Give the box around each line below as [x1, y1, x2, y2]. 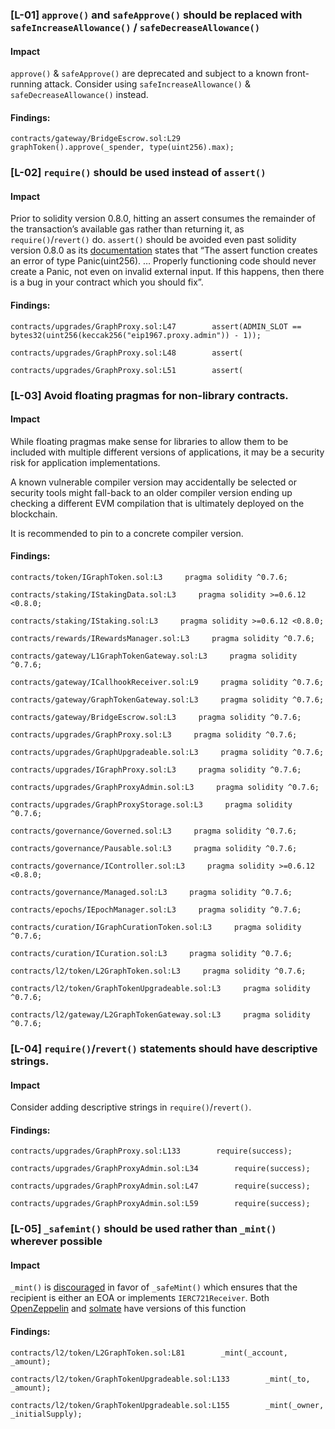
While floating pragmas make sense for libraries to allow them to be [10, 435, 289, 447]
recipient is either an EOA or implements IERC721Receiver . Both [10, 1292, 270, 1304]
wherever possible [10, 1234, 103, 1248]
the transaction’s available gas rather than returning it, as [10, 223, 245, 235]
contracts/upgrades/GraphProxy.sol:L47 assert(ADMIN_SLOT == [10, 321, 302, 332]
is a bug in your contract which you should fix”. [10, 276, 204, 288]
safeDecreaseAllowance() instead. [10, 89, 149, 101]
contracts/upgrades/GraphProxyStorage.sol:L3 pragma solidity [10, 799, 293, 810]
